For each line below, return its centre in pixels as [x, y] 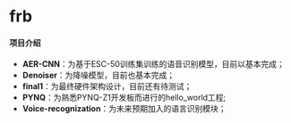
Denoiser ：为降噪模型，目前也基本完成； [98, 75]
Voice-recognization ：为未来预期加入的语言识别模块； [124, 109]
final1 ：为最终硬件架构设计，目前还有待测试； [107, 86]
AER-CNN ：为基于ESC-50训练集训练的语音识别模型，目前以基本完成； [153, 64]
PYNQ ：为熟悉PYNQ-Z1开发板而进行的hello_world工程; [124, 98]
